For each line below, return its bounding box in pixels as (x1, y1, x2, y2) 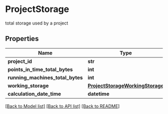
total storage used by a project (5, 20, 68, 26)
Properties (5, 34, 39, 43)
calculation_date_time (7, 90, 61, 97)
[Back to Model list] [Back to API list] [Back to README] (5, 103, 120, 109)
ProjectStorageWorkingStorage (87, 82, 164, 89)
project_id (7, 57, 32, 64)
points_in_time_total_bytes (7, 66, 73, 73)
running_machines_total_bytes (7, 74, 83, 81)
